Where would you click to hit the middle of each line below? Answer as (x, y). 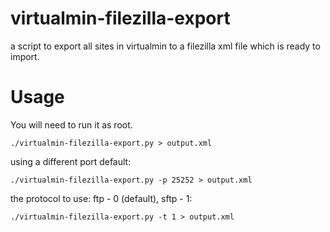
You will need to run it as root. (71, 124)
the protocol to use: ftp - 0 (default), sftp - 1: (101, 198)
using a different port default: (71, 161)
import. (25, 56)
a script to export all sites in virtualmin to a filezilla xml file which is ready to (165, 46)
